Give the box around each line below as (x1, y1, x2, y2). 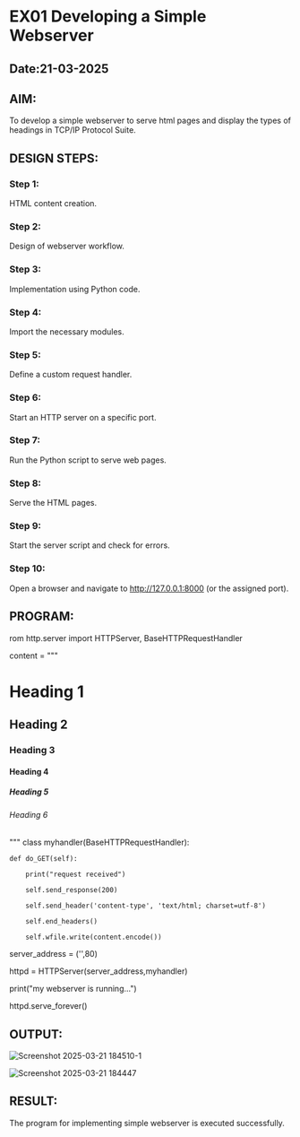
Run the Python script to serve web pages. (9, 455, 167, 465)
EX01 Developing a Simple (9, 6, 207, 27)
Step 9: (9, 520, 42, 533)
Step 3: (9, 263, 42, 275)
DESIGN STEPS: (9, 151, 99, 166)
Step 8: (9, 477, 42, 490)
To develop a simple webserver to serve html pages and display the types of (9, 115, 291, 126)
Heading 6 (9, 809, 48, 820)
